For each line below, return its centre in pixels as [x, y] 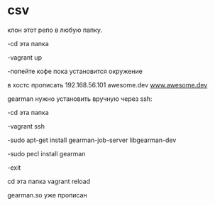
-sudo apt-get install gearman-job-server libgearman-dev [92, 140]
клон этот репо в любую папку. [55, 30]
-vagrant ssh [26, 126]
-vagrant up [25, 57]
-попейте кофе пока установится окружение [75, 71]
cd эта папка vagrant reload [49, 181]
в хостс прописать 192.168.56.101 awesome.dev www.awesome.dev [107, 85]
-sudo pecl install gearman [46, 153]
